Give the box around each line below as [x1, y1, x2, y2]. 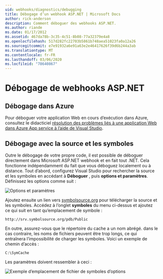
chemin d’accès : [5, 241, 39, 247]
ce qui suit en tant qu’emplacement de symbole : [5, 207, 103, 213]
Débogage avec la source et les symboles [5, 139, 134, 148]
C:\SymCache [5, 250, 29, 255]
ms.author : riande [5, 25, 42, 30]
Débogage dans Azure [5, 102, 74, 110]
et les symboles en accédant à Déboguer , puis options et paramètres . [5, 173, 148, 179]
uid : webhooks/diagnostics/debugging [5, 7, 82, 12]
